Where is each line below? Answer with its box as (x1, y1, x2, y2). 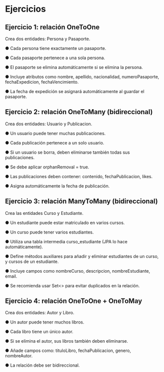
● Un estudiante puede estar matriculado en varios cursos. (5, 219, 125, 226)
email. (5, 273, 18, 279)
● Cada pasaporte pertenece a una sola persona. (5, 55, 105, 61)
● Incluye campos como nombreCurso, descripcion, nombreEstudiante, (5, 268, 150, 274)
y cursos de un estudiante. (5, 258, 59, 264)
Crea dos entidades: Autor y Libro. (5, 310, 74, 316)
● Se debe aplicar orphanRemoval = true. (5, 164, 90, 170)
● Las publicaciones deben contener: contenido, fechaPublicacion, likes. (5, 173, 153, 179)
